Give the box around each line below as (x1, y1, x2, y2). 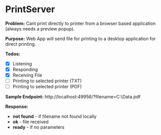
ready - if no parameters (12, 124, 65, 130)
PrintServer (5, 4, 55, 15)
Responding (12, 66, 38, 72)
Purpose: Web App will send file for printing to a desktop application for (5, 36, 156, 42)
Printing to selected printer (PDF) (12, 84, 82, 90)
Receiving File (12, 72, 42, 78)
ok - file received (12, 119, 49, 125)
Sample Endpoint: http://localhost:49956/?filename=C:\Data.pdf (5, 94, 141, 100)
